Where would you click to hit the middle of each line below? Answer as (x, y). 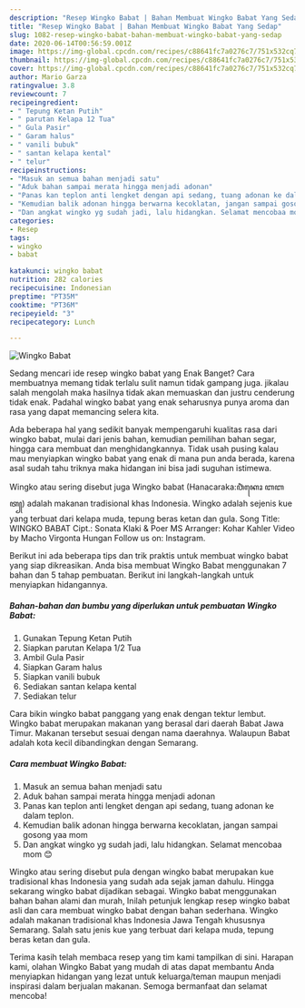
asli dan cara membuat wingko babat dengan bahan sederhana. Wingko (144, 911)
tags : (20, 237)
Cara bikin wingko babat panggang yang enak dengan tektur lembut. (138, 714)
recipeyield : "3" (42, 313)
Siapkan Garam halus (62, 667)
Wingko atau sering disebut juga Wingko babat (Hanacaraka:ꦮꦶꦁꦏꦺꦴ (136, 487)
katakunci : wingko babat (56, 271)
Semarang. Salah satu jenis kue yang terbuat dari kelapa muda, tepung (142, 930)
